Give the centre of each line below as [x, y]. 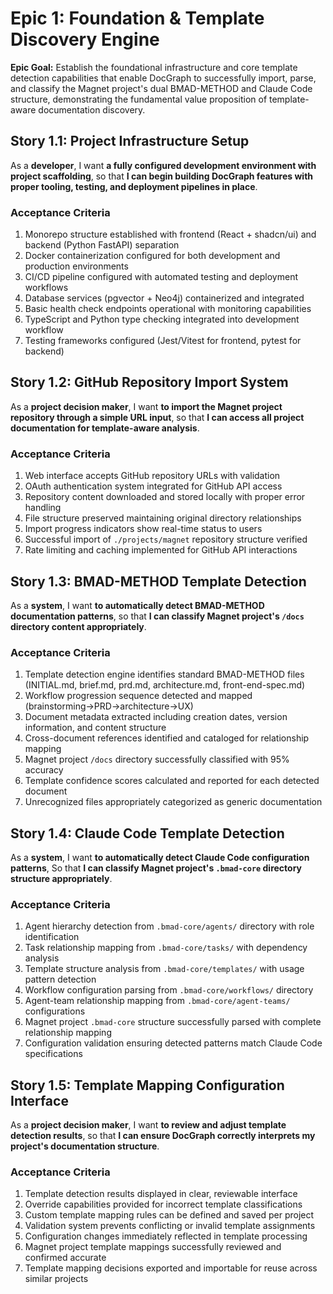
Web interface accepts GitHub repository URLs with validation [152, 476]
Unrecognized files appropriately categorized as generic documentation [173, 802]
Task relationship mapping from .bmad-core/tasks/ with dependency [166, 948]
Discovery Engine [85, 39]
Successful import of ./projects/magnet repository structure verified [166, 539]
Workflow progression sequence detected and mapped [138, 696]
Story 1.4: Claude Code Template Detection [147, 833]
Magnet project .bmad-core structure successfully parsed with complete [173, 1022]
